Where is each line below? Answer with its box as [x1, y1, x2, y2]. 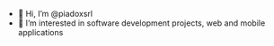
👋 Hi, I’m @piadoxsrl [17, 9, 93, 19]
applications [17, 27, 64, 37]
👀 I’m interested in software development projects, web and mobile [17, 18, 266, 28]
